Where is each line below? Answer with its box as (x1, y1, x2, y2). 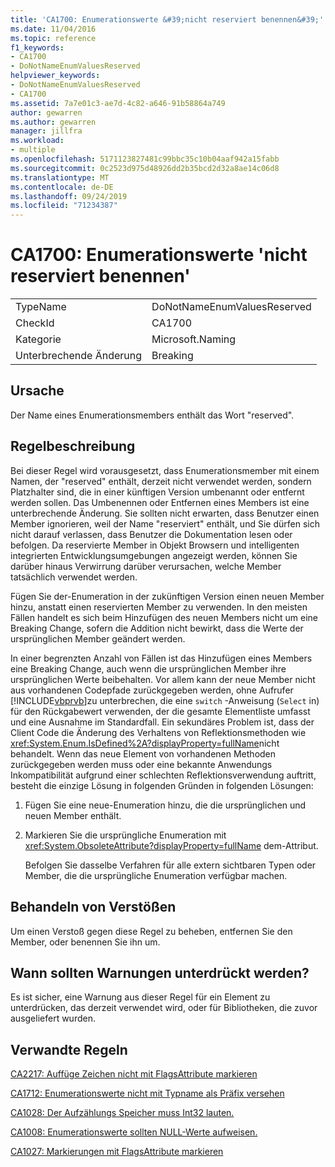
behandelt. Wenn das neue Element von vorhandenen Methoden (10, 747, 277, 760)
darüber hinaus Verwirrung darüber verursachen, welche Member (10, 560, 282, 572)
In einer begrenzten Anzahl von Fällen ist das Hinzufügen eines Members (10, 652, 313, 664)
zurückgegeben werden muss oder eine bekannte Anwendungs (10, 758, 273, 770)
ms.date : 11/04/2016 (10, 24, 97, 34)
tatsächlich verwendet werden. (10, 571, 138, 583)
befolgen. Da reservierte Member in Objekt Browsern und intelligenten (10, 539, 300, 551)
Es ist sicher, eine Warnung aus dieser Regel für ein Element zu (10, 991, 271, 1003)
